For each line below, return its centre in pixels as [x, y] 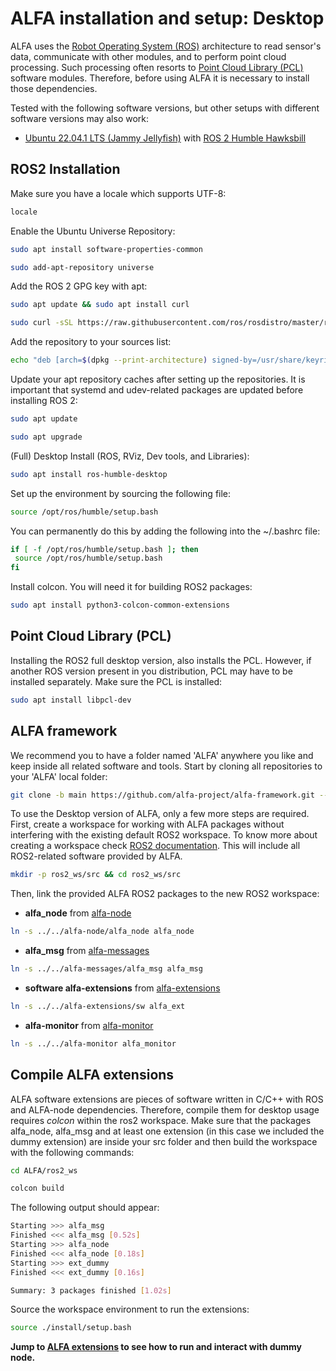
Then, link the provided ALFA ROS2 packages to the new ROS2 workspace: [165, 894]
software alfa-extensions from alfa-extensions [122, 988]
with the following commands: [72, 1152]
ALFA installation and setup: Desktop [167, 18]
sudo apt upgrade [46, 437]
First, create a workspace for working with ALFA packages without [147, 824]
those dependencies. [54, 88]
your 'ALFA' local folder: [59, 776]
